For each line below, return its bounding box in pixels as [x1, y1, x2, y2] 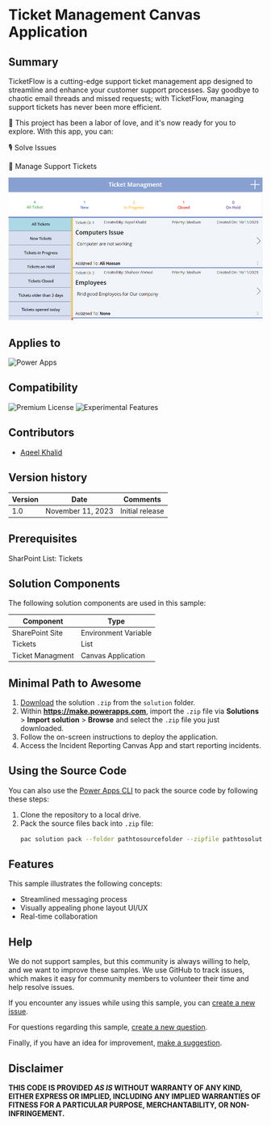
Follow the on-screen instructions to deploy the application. [19, 732, 219, 742]
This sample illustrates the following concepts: [8, 879, 163, 889]
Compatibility [8, 381, 78, 395]
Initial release [120, 506, 165, 516]
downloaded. [19, 723, 65, 733]
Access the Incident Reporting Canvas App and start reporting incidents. [19, 740, 262, 750]
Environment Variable [80, 628, 152, 638]
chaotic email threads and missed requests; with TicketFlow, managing [8, 94, 244, 103]
